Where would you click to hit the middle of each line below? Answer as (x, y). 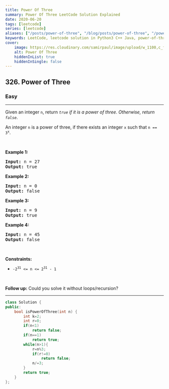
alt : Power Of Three (36, 52)
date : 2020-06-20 (23, 19)
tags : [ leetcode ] (23, 24)
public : (13, 307)
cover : (12, 43)
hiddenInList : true (35, 57)
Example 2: (17, 176)
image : (21, 47)
